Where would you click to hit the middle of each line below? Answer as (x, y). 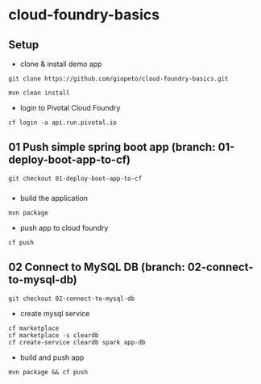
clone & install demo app (61, 64)
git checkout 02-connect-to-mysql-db (72, 298)
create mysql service (55, 313)
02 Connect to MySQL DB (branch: (97, 267)
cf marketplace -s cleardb (54, 335)
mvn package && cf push (48, 372)
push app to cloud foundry (64, 227)
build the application (54, 198)
